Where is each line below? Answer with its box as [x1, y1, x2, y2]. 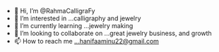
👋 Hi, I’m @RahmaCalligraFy [13, 7, 95, 15]
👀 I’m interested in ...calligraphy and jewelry [13, 14, 141, 22]
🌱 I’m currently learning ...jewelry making [13, 22, 134, 30]
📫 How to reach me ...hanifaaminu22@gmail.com [13, 37, 159, 45]
